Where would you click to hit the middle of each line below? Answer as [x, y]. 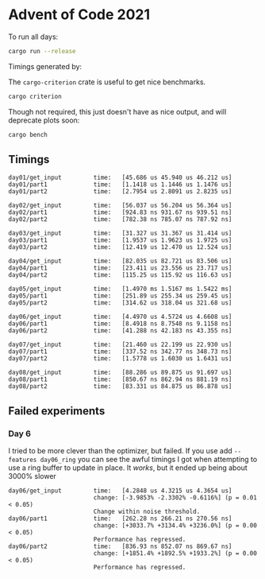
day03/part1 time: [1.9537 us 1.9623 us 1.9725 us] [120, 240]
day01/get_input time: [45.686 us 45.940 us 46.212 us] [120, 178]
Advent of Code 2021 [79, 15]
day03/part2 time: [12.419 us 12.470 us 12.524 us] [120, 247]
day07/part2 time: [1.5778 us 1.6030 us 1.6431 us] [120, 359]
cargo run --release [42, 51]
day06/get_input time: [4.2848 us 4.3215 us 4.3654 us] [120, 491]
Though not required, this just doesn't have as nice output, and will [117, 111]
